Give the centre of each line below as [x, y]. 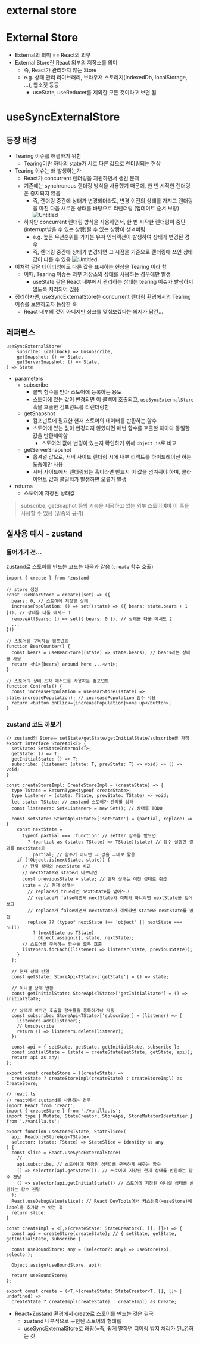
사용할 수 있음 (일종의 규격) [52, 513]
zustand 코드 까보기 [34, 724]
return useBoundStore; [40, 1275]
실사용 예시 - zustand [44, 534]
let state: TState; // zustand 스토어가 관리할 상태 [73, 802]
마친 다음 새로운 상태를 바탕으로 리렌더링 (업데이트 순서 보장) [109, 208]
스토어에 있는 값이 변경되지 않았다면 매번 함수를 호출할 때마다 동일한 [111, 428]
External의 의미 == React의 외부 [53, 55]
